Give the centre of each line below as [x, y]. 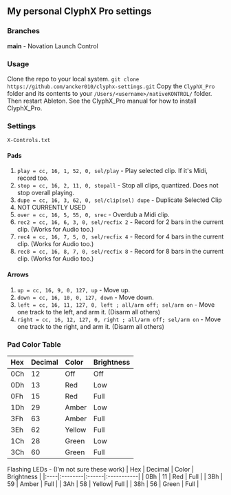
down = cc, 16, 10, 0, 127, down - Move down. [85, 297]
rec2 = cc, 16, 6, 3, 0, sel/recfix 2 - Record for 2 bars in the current [120, 222]
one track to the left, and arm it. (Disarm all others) [88, 312]
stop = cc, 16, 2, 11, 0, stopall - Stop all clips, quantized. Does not [118, 185]
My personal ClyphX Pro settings [79, 11]
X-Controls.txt [29, 141]
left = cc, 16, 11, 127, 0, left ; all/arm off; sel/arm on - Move [116, 304]
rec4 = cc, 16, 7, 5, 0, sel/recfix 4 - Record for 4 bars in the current [120, 236]
